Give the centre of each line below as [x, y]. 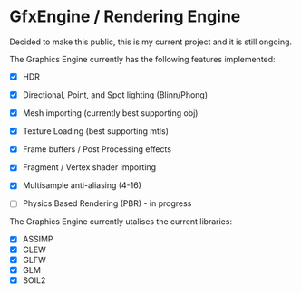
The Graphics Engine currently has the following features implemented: [142, 59]
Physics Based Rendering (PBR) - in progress [107, 203]
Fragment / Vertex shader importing [89, 167]
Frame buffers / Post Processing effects [97, 149]
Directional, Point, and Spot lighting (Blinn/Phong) [115, 95]
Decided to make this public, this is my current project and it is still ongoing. [151, 42]
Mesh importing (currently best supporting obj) [110, 113]
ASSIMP [38, 239]
